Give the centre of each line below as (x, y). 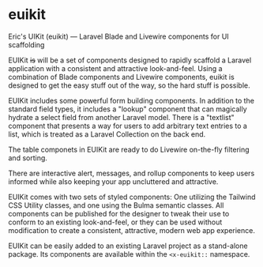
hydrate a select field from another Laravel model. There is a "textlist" (121, 117)
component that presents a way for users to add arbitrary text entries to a (128, 126)
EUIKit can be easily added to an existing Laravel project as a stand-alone (128, 246)
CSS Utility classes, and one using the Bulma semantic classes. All (116, 205)
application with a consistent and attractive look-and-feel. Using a (115, 68)
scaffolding (26, 44)
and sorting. (28, 158)
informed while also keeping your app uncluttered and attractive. (113, 181)
